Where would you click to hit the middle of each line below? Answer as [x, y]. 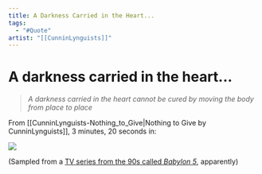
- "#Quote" [33, 30]
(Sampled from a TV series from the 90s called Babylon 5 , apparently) [123, 162]
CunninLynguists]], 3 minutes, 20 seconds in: [82, 131]
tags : [17, 23]
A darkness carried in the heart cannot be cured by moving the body [141, 99]
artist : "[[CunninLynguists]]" [60, 38]
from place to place [60, 107]
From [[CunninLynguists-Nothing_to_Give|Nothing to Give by [108, 123]
